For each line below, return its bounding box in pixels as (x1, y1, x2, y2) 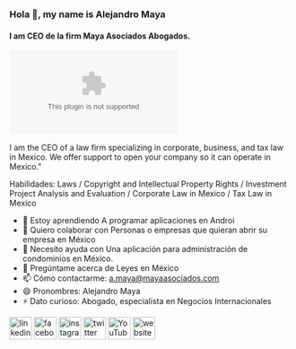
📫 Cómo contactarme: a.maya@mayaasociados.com (22, 273, 220, 284)
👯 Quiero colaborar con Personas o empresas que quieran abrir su (22, 224, 267, 236)
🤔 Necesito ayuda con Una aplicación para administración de (22, 244, 248, 255)
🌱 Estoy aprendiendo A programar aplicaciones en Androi (22, 215, 235, 226)
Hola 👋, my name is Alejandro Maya (9, 8, 166, 21)
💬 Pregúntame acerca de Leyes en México (22, 263, 179, 274)
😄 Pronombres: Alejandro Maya (22, 286, 141, 297)
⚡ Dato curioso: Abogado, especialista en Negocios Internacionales (22, 296, 272, 307)
